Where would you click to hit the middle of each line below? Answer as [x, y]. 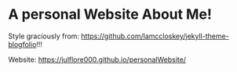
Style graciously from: [44, 36]
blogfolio [22, 44]
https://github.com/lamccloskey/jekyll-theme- [155, 36]
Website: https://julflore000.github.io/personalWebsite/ [97, 59]
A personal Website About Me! [110, 14]
